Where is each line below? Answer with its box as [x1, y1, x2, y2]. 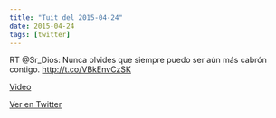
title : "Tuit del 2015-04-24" [9, 13, 124, 23]
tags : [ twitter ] [9, 30, 71, 39]
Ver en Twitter [9, 99, 62, 110]
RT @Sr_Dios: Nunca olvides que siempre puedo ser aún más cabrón [9, 55, 267, 66]
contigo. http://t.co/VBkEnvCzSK [9, 64, 131, 75]
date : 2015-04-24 [9, 22, 75, 31]
